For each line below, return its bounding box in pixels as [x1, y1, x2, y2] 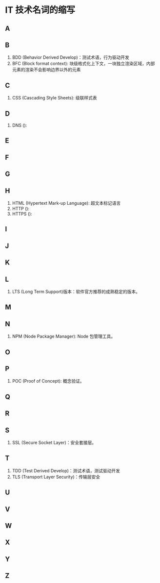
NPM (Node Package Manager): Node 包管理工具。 [12, 334, 116, 340]
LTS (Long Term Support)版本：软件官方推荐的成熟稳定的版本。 [12, 289, 140, 294]
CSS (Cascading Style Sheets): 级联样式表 [12, 95, 98, 101]
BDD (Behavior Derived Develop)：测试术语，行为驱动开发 [12, 54, 129, 60]
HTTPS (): [12, 211, 33, 217]
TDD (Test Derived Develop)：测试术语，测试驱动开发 [12, 467, 120, 473]
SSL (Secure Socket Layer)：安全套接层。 [12, 439, 97, 445]
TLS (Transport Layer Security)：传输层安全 [12, 474, 100, 480]
